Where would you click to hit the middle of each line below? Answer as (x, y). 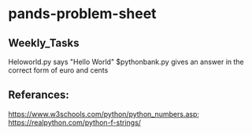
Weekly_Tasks (44, 43)
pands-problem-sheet (82, 14)
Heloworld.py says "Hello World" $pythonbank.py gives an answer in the (126, 62)
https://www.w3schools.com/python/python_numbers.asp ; (104, 114)
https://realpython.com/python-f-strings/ (75, 122)
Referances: (39, 95)
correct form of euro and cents (58, 70)
